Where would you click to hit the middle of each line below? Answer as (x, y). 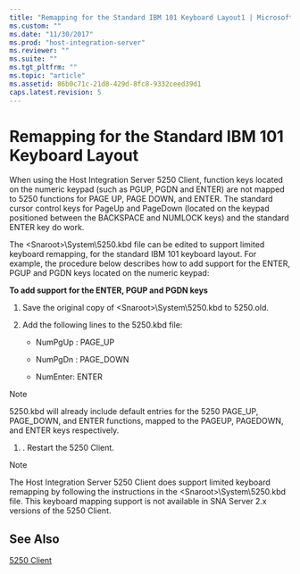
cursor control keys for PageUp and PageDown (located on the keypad (139, 208)
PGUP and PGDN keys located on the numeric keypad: (109, 273)
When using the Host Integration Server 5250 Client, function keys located (146, 180)
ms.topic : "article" (48, 76)
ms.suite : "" (33, 59)
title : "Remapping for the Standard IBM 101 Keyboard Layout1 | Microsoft (151, 17)
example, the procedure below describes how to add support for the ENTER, (150, 263)
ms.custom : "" (36, 26)
